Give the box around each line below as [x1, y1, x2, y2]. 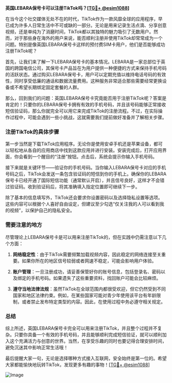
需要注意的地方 [5, 221, 42, 229]
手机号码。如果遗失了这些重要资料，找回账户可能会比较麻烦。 [30, 275, 161, 281]
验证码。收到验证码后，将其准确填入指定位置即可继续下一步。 [9, 184, 140, 190]
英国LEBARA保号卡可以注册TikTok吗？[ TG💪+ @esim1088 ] [5, 5, 130, 11]
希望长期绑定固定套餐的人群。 [18, 84, 82, 90]
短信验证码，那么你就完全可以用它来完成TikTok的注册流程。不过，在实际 [5, 108, 159, 114]
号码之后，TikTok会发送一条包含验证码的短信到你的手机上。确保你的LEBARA [5, 171, 167, 177]
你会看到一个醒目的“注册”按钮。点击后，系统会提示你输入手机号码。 [14, 153, 158, 160]
